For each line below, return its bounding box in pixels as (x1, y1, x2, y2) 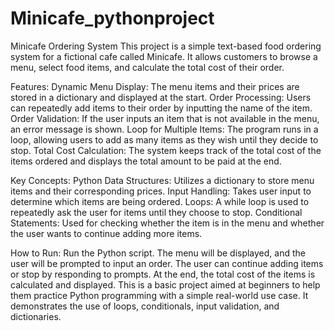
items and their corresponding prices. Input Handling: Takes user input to (10, 185, 312, 197)
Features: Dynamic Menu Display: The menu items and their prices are (10, 80, 300, 92)
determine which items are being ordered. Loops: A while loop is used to (10, 195, 310, 207)
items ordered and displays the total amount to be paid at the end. (10, 155, 282, 167)
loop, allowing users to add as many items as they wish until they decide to (10, 133, 319, 146)
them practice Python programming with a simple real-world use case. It (10, 289, 309, 301)
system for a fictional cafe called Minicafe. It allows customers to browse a (10, 50, 318, 62)
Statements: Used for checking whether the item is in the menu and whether (10, 217, 325, 229)
